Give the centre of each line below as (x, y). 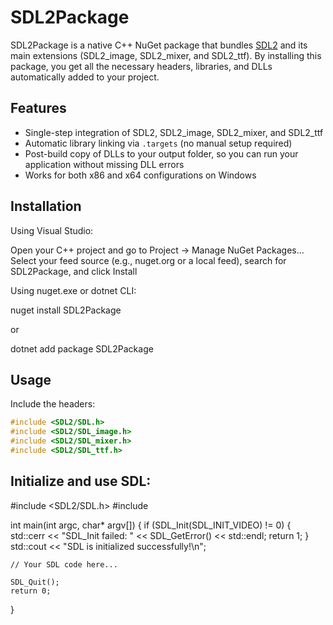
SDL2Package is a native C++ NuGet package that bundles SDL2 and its (159, 45)
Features (38, 108)
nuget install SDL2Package (66, 310)
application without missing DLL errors (104, 164)
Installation (46, 206)
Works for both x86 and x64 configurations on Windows (140, 175)
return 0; (31, 591)
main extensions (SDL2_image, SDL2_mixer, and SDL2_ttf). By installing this (166, 55)
